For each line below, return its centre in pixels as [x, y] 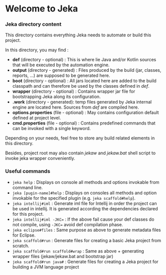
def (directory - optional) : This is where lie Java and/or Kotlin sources [84, 60]
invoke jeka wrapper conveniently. [40, 158]
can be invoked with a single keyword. [51, 129]
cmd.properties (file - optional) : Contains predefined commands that [84, 123]
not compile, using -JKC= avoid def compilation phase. [68, 224]
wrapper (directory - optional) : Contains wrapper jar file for [74, 91]
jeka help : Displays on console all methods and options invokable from [86, 182]
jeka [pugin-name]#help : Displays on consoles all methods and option [84, 193]
